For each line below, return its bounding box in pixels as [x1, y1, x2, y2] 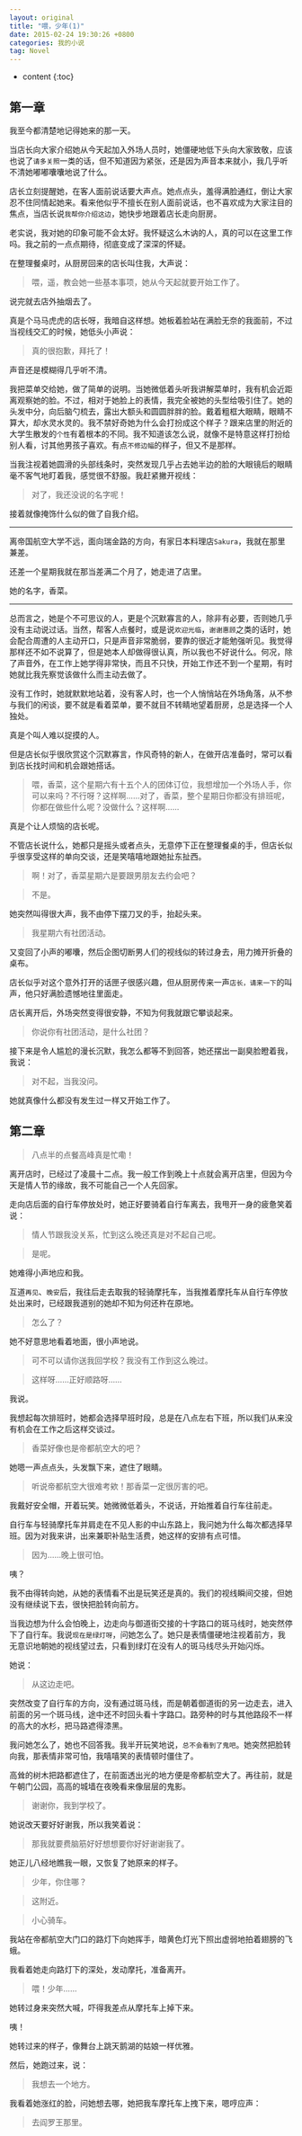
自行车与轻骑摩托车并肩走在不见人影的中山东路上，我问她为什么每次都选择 [9, 1518, 285, 1529]
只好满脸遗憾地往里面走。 [32, 988, 128, 999]
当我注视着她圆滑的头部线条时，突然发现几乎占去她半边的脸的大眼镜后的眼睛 [9, 458, 293, 469]
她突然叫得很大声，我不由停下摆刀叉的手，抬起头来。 [9, 908, 207, 919]
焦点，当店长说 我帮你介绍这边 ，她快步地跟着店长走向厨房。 [9, 208, 222, 218]
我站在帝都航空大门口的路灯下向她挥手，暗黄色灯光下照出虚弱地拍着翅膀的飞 [9, 1934, 293, 1945]
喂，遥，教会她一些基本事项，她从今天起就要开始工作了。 [31, 276, 244, 288]
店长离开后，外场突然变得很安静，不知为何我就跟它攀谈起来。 [9, 1007, 238, 1018]
